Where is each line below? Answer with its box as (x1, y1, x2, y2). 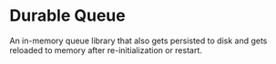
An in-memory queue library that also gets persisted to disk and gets (9, 35, 268, 46)
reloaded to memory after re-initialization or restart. (9, 44, 203, 55)
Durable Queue (9, 5, 126, 26)
